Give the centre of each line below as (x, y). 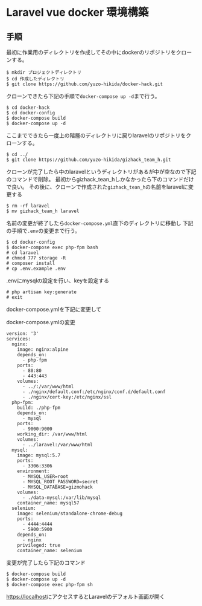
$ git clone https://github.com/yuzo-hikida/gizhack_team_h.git (89, 160)
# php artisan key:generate (42, 292)
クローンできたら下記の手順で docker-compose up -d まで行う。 (83, 96)
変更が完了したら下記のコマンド (46, 562)
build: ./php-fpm (39, 408)
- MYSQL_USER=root (45, 477)
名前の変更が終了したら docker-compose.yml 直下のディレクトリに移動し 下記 (100, 223)
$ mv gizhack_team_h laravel (43, 211)
